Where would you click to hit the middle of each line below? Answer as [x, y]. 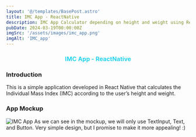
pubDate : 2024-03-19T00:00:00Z [44, 28]
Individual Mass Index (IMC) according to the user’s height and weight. [91, 93]
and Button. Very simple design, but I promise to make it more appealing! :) [96, 127]
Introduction [24, 75]
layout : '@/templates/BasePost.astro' [53, 11]
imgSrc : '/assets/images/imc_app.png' [53, 33]
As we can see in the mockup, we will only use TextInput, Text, [109, 121]
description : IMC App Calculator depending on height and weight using [95, 22]
